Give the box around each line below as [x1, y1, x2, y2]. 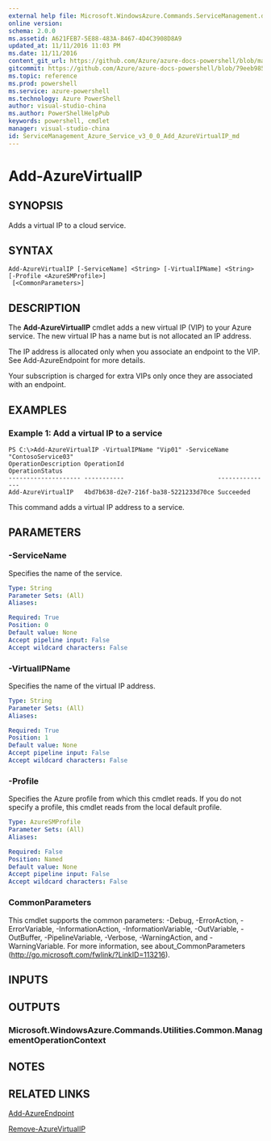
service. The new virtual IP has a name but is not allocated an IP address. [8, 331, 252, 341]
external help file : [8, 11, 78, 20]
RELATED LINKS [8, 1088, 90, 1101]
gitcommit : [8, 65, 45, 73]
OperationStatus [8, 466, 63, 475]
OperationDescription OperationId [8, 460, 125, 468]
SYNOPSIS [8, 199, 64, 213]
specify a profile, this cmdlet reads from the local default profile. [8, 802, 222, 812]
